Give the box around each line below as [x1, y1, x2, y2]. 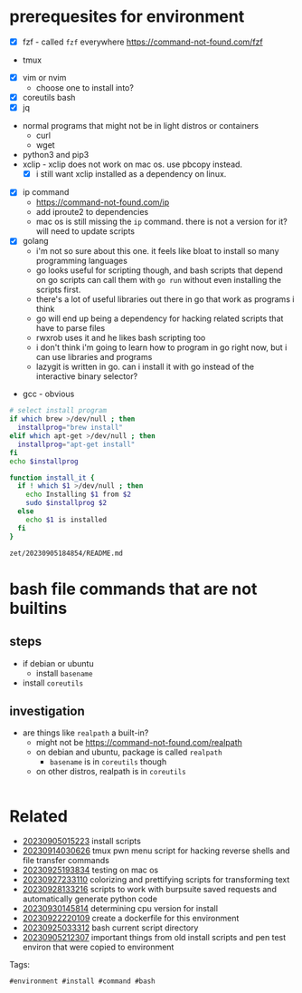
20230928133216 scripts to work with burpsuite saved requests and [22, 884, 278, 895]
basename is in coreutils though [49, 756, 167, 767]
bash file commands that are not [9, 579, 258, 599]
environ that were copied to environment [22, 941, 175, 953]
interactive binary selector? [35, 371, 138, 382]
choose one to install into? [35, 83, 134, 93]
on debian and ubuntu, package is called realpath [35, 746, 223, 758]
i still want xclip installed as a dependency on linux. [35, 169, 227, 180]
